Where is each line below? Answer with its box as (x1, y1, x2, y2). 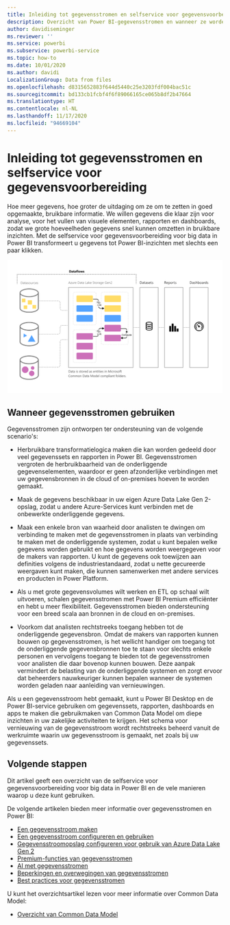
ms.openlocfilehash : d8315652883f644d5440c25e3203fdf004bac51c (7, 83, 192, 91)
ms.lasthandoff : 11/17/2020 (7, 113, 88, 120)
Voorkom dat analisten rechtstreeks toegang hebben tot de (16, 623, 183, 632)
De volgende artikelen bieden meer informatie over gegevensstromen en (7, 804, 212, 812)
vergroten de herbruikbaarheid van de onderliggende (16, 460, 168, 469)
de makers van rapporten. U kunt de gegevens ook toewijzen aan (16, 553, 202, 561)
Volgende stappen (7, 758, 88, 770)
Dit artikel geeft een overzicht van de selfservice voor (7, 777, 159, 785)
